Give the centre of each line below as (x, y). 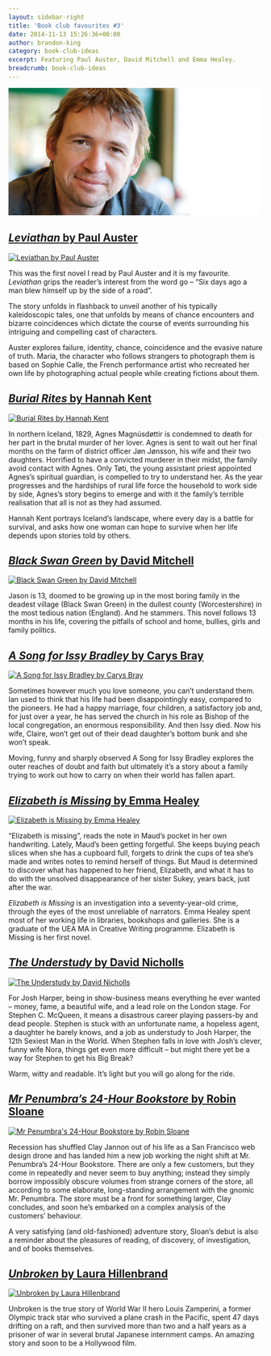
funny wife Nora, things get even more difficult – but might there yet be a (129, 1049)
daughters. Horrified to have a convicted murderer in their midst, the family (133, 459)
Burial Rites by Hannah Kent (80, 399)
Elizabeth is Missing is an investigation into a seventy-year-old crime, (123, 902)
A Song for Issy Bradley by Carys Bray (106, 655)
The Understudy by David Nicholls (96, 963)
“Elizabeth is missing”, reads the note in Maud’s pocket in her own (118, 835)
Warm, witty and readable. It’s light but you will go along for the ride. (122, 1073)
